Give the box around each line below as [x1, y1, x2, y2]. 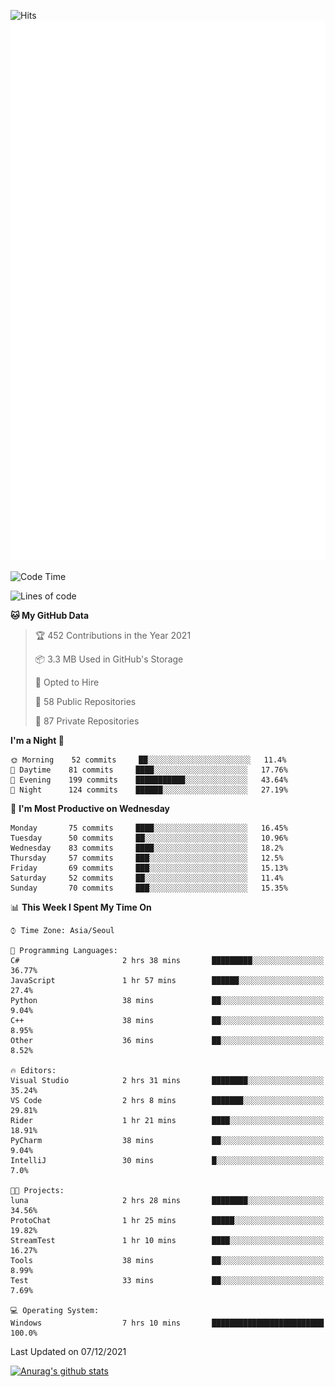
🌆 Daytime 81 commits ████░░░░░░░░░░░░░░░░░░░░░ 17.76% [10, 765, 288, 775]
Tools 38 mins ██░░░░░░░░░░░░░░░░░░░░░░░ [10, 1256, 325, 1266]
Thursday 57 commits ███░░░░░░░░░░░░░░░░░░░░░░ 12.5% [10, 853, 284, 864]
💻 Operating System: [10, 1306, 100, 1316]
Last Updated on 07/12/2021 [10, 1346, 127, 1358]
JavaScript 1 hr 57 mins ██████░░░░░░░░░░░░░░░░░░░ [10, 976, 325, 986]
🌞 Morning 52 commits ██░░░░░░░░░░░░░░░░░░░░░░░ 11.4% [10, 755, 287, 765]
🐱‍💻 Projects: [10, 1186, 65, 1196]
